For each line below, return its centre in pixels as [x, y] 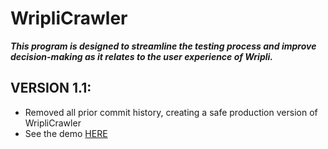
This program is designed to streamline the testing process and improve [163, 46]
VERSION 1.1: [51, 88]
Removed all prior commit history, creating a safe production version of [171, 112]
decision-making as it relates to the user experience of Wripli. [142, 56]
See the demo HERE [66, 133]
